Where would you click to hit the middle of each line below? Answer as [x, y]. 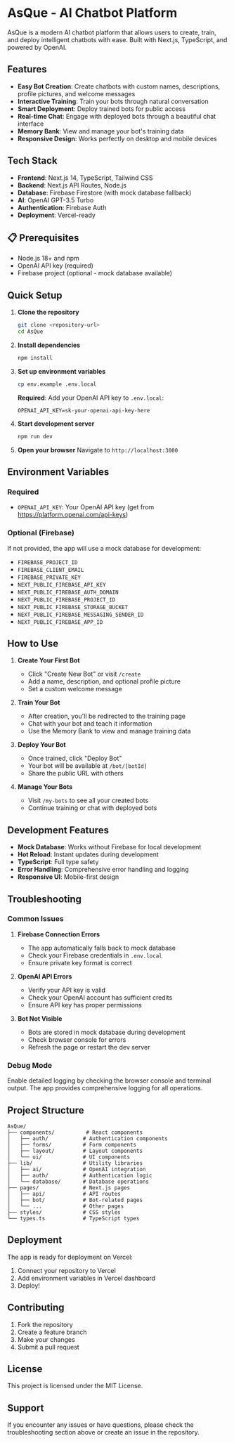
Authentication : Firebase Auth [62, 207]
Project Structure [46, 1110]
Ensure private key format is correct [80, 962]
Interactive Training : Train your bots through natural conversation [113, 101]
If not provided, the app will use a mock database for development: [104, 548]
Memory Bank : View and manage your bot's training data [100, 131]
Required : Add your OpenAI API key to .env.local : [91, 398]
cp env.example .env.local [57, 384]
